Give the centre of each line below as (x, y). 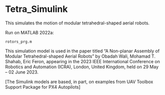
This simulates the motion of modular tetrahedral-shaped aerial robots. (77, 23)
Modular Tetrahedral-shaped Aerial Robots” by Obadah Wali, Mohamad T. (80, 56)
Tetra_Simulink (36, 9)
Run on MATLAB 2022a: (30, 32)
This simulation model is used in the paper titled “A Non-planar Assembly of (82, 51)
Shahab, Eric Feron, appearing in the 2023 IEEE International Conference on (82, 61)
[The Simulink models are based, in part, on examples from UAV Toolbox (79, 82)
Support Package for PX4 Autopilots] (43, 87)
